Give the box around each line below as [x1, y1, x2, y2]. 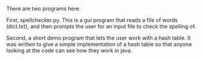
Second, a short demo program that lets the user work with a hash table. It [6, 34, 191, 41]
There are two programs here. [6, 5, 81, 12]
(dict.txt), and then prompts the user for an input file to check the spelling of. [6, 23, 197, 30]
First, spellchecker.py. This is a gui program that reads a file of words [6, 17, 178, 23]
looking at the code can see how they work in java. [6, 47, 133, 54]
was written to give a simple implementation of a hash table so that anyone [6, 41, 192, 48]
